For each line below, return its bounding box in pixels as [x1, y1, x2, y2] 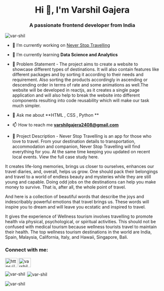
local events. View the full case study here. [12, 154, 99, 160]
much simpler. [12, 103, 41, 109]
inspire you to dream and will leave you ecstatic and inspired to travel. [5, 204, 146, 210]
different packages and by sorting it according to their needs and [12, 72, 143, 78]
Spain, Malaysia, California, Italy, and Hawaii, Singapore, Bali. [5, 234, 128, 240]
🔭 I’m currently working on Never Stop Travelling [12, 42, 110, 48]
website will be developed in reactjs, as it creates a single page [12, 87, 140, 93]
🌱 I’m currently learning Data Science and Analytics [12, 52, 118, 58]
